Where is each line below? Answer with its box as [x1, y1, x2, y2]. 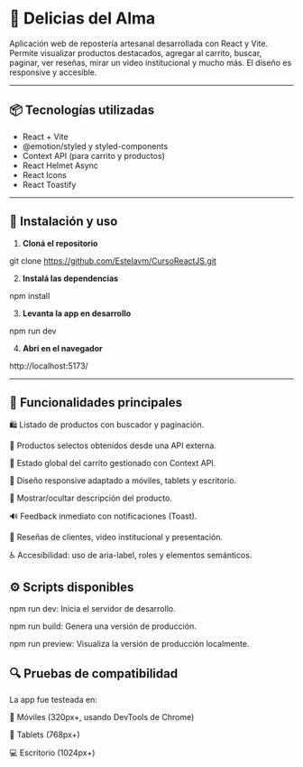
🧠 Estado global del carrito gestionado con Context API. [9, 458, 216, 469]
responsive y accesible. [9, 67, 97, 78]
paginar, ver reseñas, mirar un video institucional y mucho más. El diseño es [9, 57, 292, 68]
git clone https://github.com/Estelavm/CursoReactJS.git [9, 255, 216, 266]
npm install [9, 290, 50, 301]
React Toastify [22, 179, 77, 190]
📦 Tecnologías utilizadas [9, 103, 155, 118]
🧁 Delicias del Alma [9, 8, 156, 29]
